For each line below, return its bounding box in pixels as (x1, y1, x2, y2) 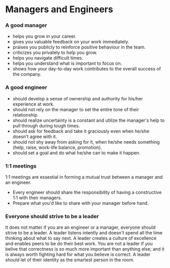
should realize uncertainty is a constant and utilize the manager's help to (12, 117, 165, 123)
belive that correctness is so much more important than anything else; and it (5, 246, 165, 252)
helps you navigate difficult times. (12, 55, 84, 61)
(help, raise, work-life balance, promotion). (12, 144, 103, 150)
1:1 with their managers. (12, 195, 62, 201)
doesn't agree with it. (12, 133, 57, 140)
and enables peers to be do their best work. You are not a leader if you (5, 240, 153, 247)
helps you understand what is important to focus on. (12, 60, 122, 67)
